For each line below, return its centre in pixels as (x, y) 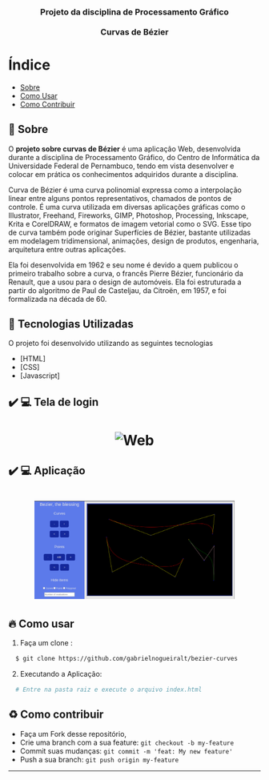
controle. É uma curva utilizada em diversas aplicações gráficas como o (127, 207)
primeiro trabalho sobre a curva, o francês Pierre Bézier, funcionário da (126, 273)
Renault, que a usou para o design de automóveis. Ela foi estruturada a (125, 282)
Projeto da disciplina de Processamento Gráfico (134, 12)
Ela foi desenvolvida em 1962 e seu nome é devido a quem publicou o (123, 265)
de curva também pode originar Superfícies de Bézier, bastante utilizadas (129, 232)
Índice (29, 65)
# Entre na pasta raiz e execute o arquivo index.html (109, 690)
